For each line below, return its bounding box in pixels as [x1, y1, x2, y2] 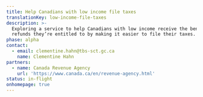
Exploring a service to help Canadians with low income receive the [11, 25, 188, 32]
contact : [6, 43, 28, 49]
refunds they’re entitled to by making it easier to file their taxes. [11, 31, 196, 37]
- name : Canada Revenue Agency [11, 64, 91, 71]
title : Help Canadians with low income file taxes [6, 8, 137, 15]
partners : [6, 59, 31, 65]
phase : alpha [6, 37, 39, 43]
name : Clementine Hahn [17, 54, 74, 60]
